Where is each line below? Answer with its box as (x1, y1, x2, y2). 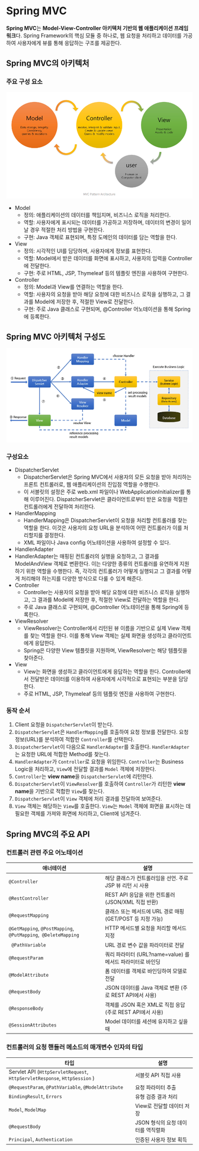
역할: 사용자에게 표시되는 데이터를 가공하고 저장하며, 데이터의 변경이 (23, 218, 181, 226)
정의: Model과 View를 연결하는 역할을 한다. (23, 283, 124, 290)
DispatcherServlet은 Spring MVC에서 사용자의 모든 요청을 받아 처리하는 (23, 473, 192, 480)
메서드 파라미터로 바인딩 (105, 958, 161, 965)
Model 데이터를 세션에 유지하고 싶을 (105, 1018, 188, 1025)
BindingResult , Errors (8, 1093, 62, 1100)
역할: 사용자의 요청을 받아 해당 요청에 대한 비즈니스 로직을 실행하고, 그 (23, 291, 185, 298)
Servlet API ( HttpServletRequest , (8, 1069, 89, 1076)
